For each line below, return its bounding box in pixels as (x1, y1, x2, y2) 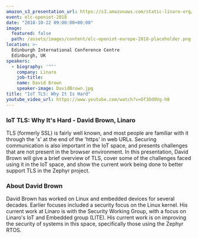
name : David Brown (16, 80, 62, 86)
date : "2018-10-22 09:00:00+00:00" (6, 19, 94, 25)
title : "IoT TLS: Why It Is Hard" (6, 91, 91, 97)
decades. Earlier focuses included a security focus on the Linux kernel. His (6, 201, 188, 208)
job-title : (16, 74, 44, 80)
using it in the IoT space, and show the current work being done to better (6, 161, 183, 168)
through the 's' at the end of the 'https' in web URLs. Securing (6, 135, 157, 142)
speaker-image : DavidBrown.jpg (16, 86, 94, 92)
